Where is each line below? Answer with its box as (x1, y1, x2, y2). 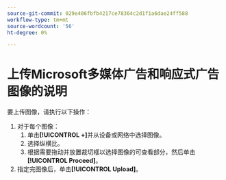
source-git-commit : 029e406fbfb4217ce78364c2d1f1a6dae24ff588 (7, 10, 188, 17)
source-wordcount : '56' (7, 23, 75, 29)
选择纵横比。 (27, 140, 64, 148)
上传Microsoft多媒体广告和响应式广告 (7, 66, 220, 82)
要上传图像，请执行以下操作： (7, 107, 91, 116)
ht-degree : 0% (7, 29, 48, 36)
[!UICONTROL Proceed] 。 (27, 157, 102, 165)
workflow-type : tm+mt (7, 16, 69, 23)
